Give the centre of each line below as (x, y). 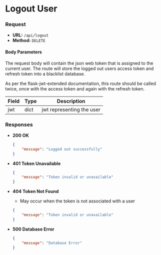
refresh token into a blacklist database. (45, 73)
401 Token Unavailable (36, 163)
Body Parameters (24, 52)
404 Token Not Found (35, 191)
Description (71, 101)
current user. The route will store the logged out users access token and (79, 68)
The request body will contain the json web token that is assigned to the (79, 63)
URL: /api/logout (30, 35)
